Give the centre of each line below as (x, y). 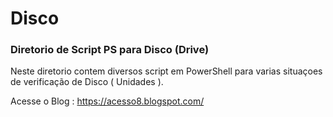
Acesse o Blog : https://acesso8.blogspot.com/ (107, 101)
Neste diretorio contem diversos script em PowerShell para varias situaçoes (166, 71)
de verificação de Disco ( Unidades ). (87, 82)
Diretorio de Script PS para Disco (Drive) (110, 50)
